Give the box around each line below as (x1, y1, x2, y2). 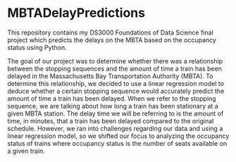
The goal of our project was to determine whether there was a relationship (7, 56, 223, 65)
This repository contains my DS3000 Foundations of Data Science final (7, 28, 213, 37)
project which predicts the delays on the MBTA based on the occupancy (7, 35, 217, 44)
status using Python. (7, 43, 67, 51)
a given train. (7, 147, 46, 155)
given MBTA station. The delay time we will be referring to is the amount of (7, 109, 224, 118)
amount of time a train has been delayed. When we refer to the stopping (7, 94, 216, 103)
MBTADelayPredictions (7, 5, 146, 21)
